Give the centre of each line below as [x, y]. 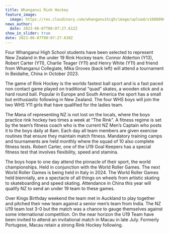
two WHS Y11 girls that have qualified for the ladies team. [64, 105]
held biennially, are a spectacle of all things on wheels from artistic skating [82, 178]
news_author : [19, 24]
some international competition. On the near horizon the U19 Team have [80, 214]
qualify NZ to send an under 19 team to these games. [60, 188]
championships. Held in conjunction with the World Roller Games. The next [83, 167]
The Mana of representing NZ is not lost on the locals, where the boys [77, 114]
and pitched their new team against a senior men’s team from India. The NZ [83, 203]
